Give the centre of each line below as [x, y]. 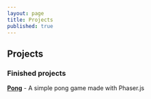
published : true [30, 26]
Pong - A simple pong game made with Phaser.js [76, 88]
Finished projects [37, 73]
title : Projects [30, 20]
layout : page [26, 13]
